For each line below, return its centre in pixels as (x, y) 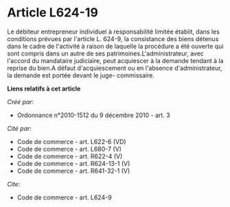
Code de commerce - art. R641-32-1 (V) (73, 171)
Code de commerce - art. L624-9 (64, 197)
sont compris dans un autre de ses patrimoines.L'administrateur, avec (106, 53)
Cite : (14, 184)
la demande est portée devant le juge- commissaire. (81, 75)
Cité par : (20, 128)
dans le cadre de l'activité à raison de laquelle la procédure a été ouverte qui (115, 46)
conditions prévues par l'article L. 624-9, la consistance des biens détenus (113, 38)
